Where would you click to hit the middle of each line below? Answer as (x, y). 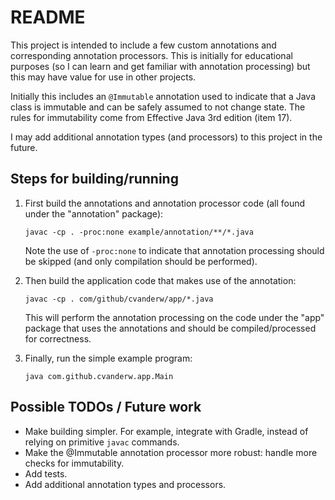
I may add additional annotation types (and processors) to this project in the (166, 137)
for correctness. (58, 338)
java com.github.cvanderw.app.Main (99, 376)
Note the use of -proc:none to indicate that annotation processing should (174, 250)
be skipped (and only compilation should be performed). (141, 261)
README (48, 17)
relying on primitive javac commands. (102, 442)
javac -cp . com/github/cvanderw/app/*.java (119, 299)
